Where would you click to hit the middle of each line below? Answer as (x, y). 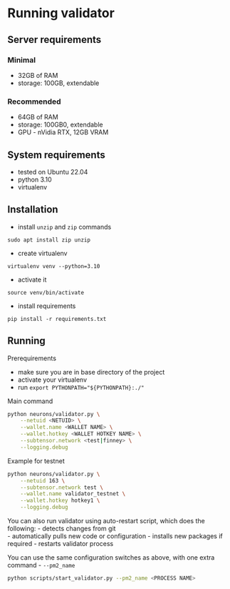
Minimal (22, 60)
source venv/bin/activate (46, 292)
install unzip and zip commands (64, 227)
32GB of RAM (38, 75)
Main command (30, 401)
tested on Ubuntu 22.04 (53, 172)
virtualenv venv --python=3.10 (54, 266)
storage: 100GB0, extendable (60, 125)
